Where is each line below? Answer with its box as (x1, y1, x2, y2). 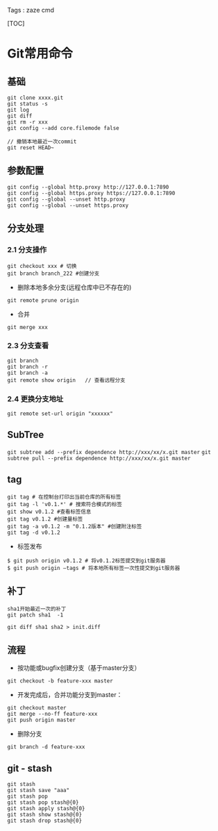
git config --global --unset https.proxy (7, 201, 129, 209)
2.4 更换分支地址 (7, 394, 64, 403)
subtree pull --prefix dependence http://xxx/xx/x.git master (7, 455, 191, 462)
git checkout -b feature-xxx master (7, 678, 113, 685)
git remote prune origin (7, 296, 79, 304)
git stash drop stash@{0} (7, 817, 82, 825)
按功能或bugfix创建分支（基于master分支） (17, 664, 141, 672)
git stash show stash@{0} (7, 812, 82, 819)
